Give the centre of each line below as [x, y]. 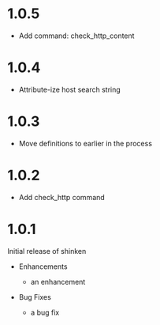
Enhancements [43, 266]
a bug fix [45, 312]
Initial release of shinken [47, 251]
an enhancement [58, 282]
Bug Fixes [35, 297]
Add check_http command [62, 197]
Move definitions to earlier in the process [86, 143]
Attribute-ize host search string [70, 89]
